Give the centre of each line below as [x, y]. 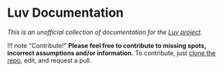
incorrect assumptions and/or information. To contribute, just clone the [111, 53]
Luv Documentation [66, 13]
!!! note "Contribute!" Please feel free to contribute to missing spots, [107, 45]
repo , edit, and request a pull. [49, 60]
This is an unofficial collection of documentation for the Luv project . [105, 32]
